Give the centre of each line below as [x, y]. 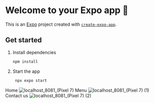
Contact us [17, 95]
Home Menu [46, 90]
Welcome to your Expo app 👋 [67, 10]
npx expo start [31, 80]
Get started [24, 40]
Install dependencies [34, 52]
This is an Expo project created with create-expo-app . [61, 24]
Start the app [26, 71]
